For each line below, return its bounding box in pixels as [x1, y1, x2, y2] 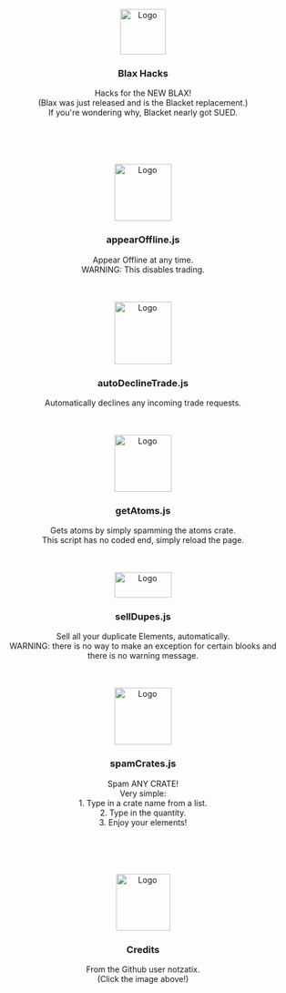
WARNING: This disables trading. [80, 263, 206, 275]
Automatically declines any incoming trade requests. [44, 397, 242, 408]
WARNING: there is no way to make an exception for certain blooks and [9, 640, 277, 651]
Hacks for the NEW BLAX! [94, 87, 192, 98]
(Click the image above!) [97, 974, 189, 985]
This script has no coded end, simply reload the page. [41, 535, 245, 546]
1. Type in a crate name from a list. [78, 797, 208, 808]
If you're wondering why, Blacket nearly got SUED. [48, 107, 238, 118]
